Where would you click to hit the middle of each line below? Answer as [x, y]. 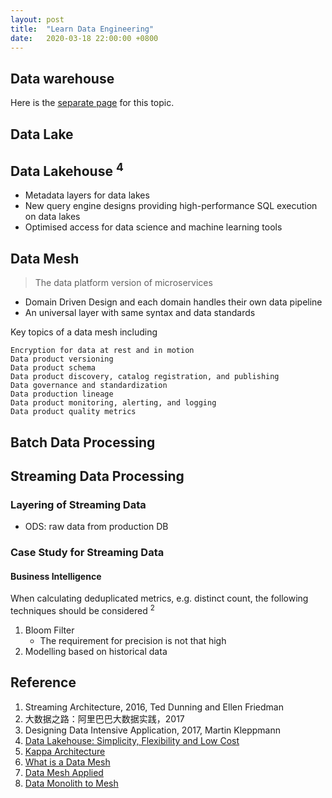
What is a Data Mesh [67, 762]
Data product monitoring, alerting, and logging [113, 403]
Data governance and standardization [89, 386]
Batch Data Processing [83, 442]
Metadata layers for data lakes [87, 195]
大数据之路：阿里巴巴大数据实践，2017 [104, 718]
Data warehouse [62, 78]
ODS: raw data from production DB [96, 527]
